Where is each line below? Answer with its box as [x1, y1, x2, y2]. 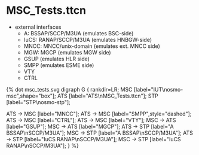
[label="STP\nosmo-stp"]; [6, 98, 71, 105]
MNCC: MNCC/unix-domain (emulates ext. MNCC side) [23, 42, 160, 50]
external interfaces [14, 23, 62, 31]
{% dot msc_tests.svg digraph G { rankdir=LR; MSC [6, 86, 133, 93]
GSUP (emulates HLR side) [23, 55, 90, 62]
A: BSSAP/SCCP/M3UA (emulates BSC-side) [23, 29, 134, 37]
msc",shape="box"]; [6, 92, 57, 99]
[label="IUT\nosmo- [133, 86, 183, 93]
